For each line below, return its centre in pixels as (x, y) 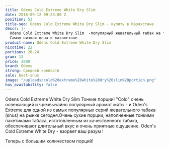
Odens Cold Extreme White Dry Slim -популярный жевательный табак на (85, 33)
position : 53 (19, 19)
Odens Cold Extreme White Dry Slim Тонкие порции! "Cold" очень (75, 99)
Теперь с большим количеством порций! (49, 141)
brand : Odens (19, 66)
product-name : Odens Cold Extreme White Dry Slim (58, 43)
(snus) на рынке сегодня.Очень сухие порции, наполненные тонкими (80, 115)
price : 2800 (18, 61)
